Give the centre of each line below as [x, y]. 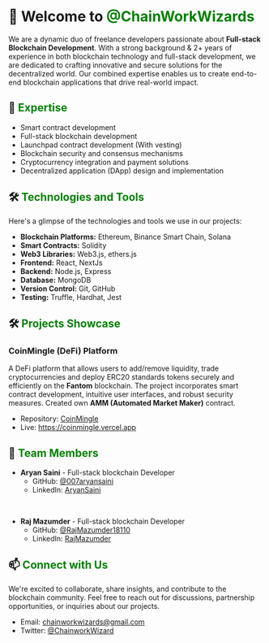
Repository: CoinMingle [59, 419]
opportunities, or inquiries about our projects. [84, 606]
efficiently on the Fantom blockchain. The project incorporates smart [124, 386]
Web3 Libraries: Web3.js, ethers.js [79, 254]
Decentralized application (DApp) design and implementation [122, 171]
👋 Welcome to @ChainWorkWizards [132, 17]
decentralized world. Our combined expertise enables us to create [119, 73]
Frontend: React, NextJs [61, 263]
